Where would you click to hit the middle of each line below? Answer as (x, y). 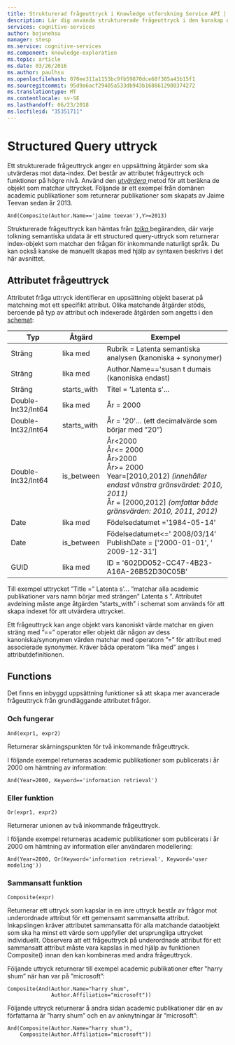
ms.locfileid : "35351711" (45, 111)
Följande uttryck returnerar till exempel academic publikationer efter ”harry (115, 969)
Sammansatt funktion (45, 882)
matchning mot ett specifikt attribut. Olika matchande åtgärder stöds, (107, 305)
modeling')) (24, 865)
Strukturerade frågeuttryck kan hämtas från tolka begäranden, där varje (111, 228)
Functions (30, 676)
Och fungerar (30, 719)
